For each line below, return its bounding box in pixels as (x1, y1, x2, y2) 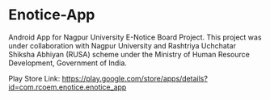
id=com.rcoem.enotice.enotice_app (8, 82, 127, 92)
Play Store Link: (8, 73, 61, 83)
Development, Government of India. (8, 58, 128, 68)
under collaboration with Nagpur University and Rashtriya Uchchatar (8, 40, 237, 50)
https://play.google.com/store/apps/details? (61, 73, 209, 83)
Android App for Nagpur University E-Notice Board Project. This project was (8, 32, 262, 42)
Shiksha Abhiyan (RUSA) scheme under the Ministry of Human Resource (8, 49, 251, 59)
